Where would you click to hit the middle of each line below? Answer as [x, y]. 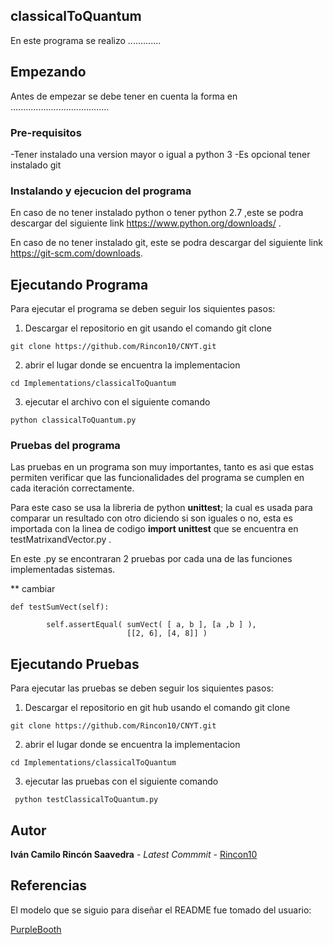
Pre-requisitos [46, 132]
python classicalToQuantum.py [73, 420]
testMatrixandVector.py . [61, 540]
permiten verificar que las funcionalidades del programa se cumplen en [157, 478]
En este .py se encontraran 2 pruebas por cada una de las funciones [151, 559]
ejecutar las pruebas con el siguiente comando [121, 781]
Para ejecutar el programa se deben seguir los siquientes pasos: [143, 309]
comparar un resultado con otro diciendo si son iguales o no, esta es [151, 518]
